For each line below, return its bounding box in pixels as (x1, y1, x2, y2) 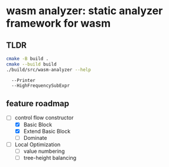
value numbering (23, 148, 65, 155)
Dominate (23, 134, 47, 141)
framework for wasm (6, 17, 111, 30)
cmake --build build (6, 61, 57, 67)
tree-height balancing (23, 154, 77, 161)
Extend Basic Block (23, 127, 71, 135)
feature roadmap (6, 99, 70, 109)
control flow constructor (14, 114, 74, 122)
